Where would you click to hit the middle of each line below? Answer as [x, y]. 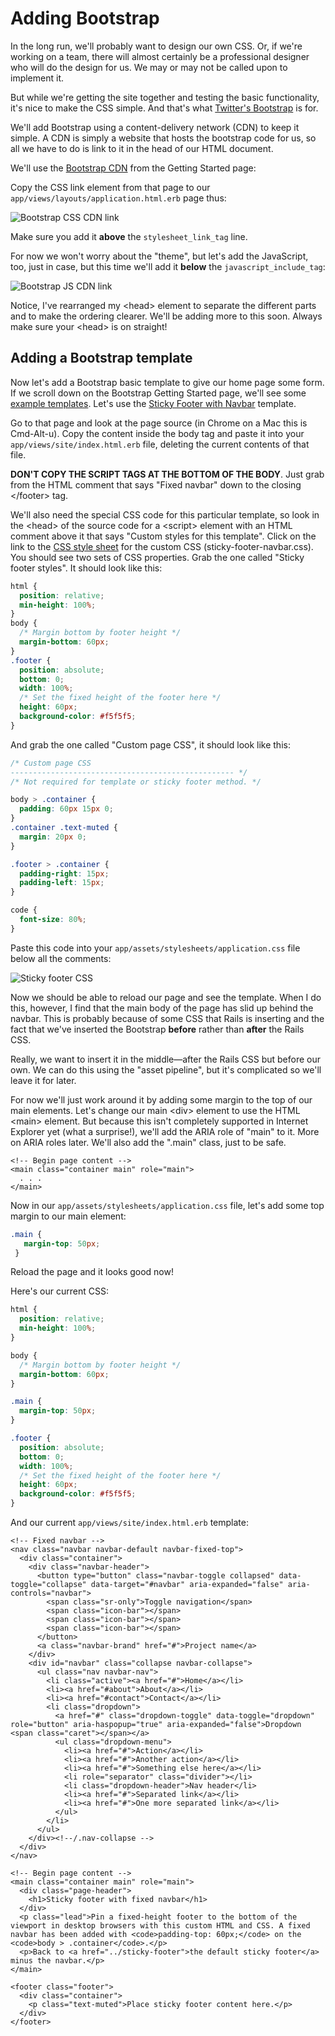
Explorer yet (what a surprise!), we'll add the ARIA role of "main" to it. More [165, 1131]
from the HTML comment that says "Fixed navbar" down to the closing [156, 484]
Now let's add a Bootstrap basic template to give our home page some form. [167, 382]
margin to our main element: [68, 1216]
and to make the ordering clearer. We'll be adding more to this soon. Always [166, 316]
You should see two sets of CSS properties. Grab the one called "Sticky [157, 557]
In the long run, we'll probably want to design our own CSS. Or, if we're [156, 46]
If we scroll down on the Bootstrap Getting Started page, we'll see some [158, 393]
